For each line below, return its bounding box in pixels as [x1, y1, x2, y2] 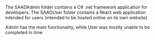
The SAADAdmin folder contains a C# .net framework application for [5, 4, 148, 10]
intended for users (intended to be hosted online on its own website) [5, 15, 147, 20]
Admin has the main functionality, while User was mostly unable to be [5, 24, 150, 30]
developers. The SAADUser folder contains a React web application [5, 9, 146, 15]
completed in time [5, 30, 43, 35]
